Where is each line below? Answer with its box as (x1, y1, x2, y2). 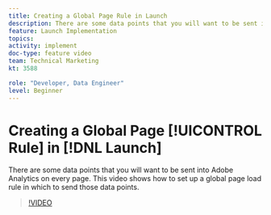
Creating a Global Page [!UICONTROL (8, 121, 262, 140)
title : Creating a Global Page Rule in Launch (8, 11, 168, 20)
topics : (8, 34, 35, 43)
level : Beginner (8, 86, 63, 95)
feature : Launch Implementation (8, 27, 117, 35)
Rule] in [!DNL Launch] (8, 138, 163, 157)
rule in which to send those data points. (8, 183, 140, 192)
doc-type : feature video (8, 49, 92, 57)
